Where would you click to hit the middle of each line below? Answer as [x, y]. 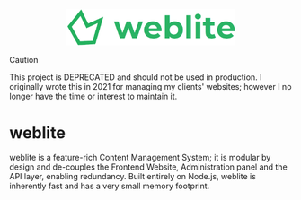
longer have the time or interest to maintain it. [93, 96]
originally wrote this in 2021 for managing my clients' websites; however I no [150, 87]
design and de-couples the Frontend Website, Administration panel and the [148, 167]
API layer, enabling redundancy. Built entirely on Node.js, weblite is [133, 177]
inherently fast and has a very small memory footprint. [110, 186]
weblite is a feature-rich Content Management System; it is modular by [140, 158]
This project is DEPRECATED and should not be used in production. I [136, 77]
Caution [24, 60]
